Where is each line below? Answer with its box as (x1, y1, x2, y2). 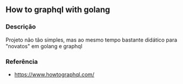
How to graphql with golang (5, 5, 111, 15)
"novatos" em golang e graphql (5, 42, 83, 49)
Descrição (5, 23, 36, 31)
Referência (5, 57, 38, 66)
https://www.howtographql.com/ (14, 71, 95, 78)
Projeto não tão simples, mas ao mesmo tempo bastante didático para (5, 36, 178, 43)
